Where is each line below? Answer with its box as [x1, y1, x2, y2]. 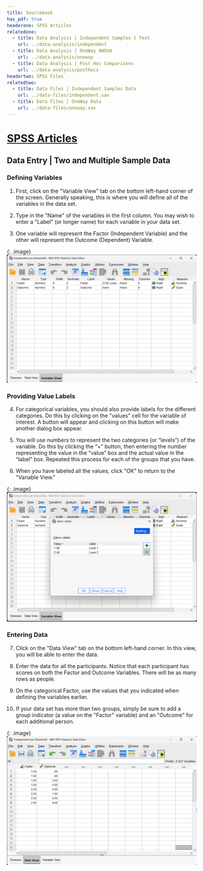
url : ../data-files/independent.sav [17, 92, 110, 99]
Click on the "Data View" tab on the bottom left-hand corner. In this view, [15, 644, 196, 651]
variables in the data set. [15, 200, 77, 207]
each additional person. [15, 718, 75, 725]
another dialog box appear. [15, 425, 83, 432]
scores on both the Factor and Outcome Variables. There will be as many [15, 669, 197, 676]
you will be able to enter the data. [15, 651, 99, 658]
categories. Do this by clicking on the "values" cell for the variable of [15, 412, 187, 420]
